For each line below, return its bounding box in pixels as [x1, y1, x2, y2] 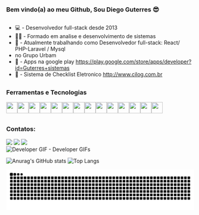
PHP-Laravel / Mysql [14, 45, 66, 53]
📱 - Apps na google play [14, 58, 74, 65]
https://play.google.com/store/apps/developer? [75, 58, 192, 65]
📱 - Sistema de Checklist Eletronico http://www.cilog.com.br [14, 71, 163, 78]
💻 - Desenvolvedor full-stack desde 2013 [14, 24, 118, 32]
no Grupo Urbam [14, 52, 57, 59]
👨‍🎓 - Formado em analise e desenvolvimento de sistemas [14, 33, 156, 40]
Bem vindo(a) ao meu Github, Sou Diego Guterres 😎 [6, 5, 160, 14]
